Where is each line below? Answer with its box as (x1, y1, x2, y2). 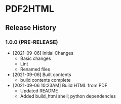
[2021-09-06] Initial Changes (12, 50, 73, 56)
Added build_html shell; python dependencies (20, 93, 116, 99)
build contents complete (20, 77, 71, 83)
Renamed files (20, 66, 51, 72)
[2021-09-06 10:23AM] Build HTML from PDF (12, 82, 108, 88)
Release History (5, 23, 57, 32)
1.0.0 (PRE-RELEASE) (5, 39, 58, 46)
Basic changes (20, 55, 51, 61)
